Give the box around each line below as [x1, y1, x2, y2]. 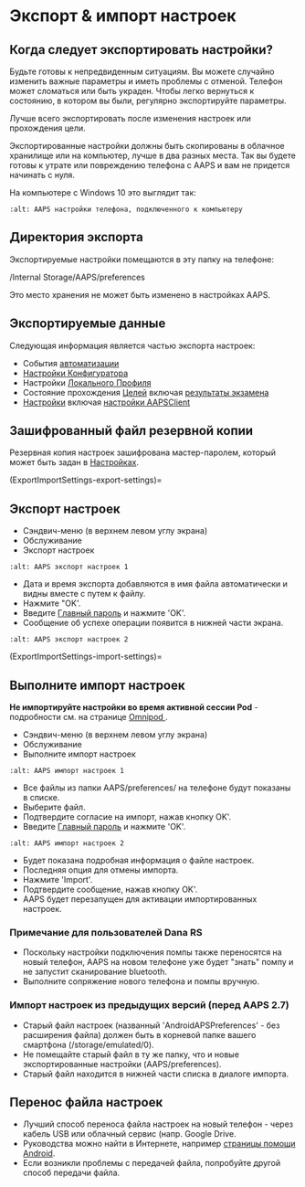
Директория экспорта [9, 229, 143, 245]
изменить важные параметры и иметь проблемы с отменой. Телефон [9, 76, 283, 87]
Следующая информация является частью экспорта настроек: [9, 340, 256, 351]
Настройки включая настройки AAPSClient [22, 397, 191, 408]
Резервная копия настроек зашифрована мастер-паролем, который [9, 447, 277, 458]
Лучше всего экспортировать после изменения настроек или [9, 113, 251, 123]
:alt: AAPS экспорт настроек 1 [9, 563, 129, 572]
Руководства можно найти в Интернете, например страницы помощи [22, 1139, 296, 1150]
